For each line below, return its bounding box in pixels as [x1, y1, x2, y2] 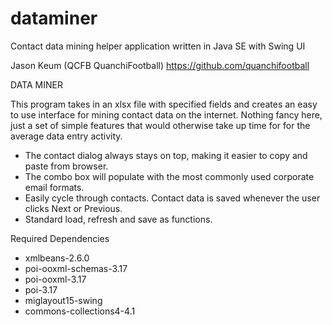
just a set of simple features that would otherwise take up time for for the [10, 119, 311, 131]
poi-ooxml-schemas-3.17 [24, 262, 128, 274]
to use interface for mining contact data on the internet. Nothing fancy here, [10, 108, 323, 121]
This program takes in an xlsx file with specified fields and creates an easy [10, 98, 318, 110]
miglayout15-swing [24, 294, 103, 306]
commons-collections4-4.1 [24, 305, 136, 317]
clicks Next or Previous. [24, 202, 123, 214]
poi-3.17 [24, 283, 58, 296]
